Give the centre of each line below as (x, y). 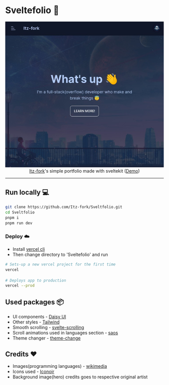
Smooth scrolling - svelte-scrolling (48, 327)
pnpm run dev (19, 223)
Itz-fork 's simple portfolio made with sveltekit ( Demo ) (84, 171)
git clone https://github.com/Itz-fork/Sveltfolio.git (64, 207)
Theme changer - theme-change (47, 338)
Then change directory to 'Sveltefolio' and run (60, 254)
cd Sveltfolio (20, 212)
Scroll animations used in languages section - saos (65, 333)
